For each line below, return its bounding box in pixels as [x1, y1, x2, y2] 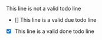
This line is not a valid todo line [6, 5, 81, 12]
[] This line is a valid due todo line [14, 16, 97, 23]
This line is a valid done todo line [14, 28, 94, 35]
